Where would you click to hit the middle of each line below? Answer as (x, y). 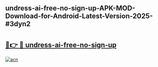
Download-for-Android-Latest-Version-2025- (79, 16)
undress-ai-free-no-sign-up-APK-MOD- (70, 8)
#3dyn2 (18, 24)
